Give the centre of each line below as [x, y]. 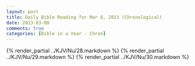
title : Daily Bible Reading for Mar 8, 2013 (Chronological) [84, 17]
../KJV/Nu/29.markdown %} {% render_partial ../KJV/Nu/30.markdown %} [98, 57]
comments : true [25, 28]
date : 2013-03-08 [28, 23]
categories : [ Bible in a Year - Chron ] [56, 34]
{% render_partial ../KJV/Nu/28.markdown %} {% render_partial [85, 51]
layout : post [22, 12]
